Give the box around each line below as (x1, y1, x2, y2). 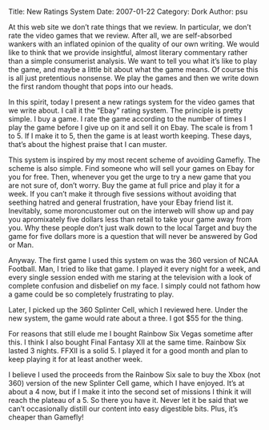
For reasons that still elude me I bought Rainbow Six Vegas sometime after (8, 329, 254, 338)
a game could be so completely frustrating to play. (8, 289, 175, 299)
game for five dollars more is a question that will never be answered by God (8, 232, 258, 241)
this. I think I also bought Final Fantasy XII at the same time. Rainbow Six (8, 337, 247, 347)
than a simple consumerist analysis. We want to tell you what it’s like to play (8, 56, 258, 66)
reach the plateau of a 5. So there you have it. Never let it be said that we (8, 396, 249, 404)
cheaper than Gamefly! (8, 412, 84, 422)
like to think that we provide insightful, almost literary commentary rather (8, 48, 248, 57)
